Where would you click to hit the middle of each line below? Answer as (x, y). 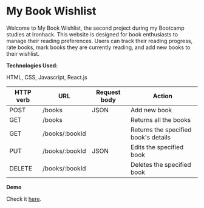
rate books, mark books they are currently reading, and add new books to (98, 47)
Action (163, 96)
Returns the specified (161, 130)
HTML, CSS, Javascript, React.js (47, 77)
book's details (151, 137)
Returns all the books (161, 119)
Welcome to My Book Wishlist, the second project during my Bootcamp (96, 28)
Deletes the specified (161, 164)
